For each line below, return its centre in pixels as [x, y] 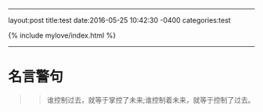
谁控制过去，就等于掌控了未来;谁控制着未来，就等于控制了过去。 [151, 99]
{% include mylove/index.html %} [62, 35]
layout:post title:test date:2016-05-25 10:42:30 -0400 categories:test [119, 20]
